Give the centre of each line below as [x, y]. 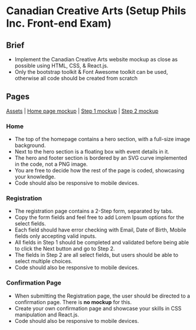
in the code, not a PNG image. [51, 164]
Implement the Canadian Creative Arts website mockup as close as [96, 59]
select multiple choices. [43, 262]
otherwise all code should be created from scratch [76, 78]
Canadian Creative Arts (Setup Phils [96, 11]
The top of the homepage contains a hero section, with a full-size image [102, 139]
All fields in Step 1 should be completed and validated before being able [102, 243]
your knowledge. [35, 177]
